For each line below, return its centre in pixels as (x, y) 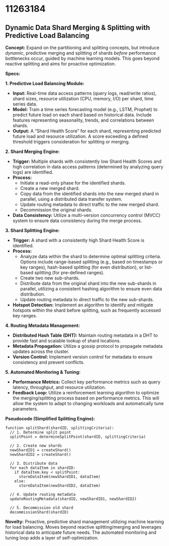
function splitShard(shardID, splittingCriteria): (60, 428)
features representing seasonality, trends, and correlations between (83, 120)
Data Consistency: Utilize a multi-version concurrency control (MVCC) (87, 215)
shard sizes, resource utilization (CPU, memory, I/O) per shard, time (83, 99)
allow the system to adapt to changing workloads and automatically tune (88, 403)
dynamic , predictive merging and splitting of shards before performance (80, 53)
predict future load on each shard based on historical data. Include (82, 115)
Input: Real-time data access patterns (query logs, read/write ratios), (85, 93)
